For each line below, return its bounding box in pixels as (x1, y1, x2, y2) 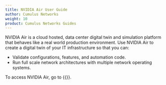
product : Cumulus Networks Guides (5, 21, 77, 26)
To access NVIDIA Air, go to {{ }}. (5, 74, 72, 80)
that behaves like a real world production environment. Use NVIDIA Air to (5, 40, 154, 46)
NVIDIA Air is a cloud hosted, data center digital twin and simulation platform (5, 34, 162, 40)
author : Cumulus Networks (5, 12, 58, 17)
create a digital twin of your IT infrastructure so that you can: (5, 45, 129, 51)
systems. (12, 65, 31, 71)
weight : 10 (5, 16, 28, 21)
